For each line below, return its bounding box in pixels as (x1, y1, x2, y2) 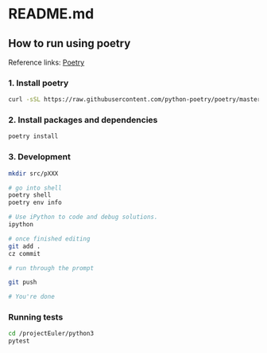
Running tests (8, 312, 64, 323)
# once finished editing (8, 234, 91, 243)
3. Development (8, 151, 72, 163)
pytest (8, 337, 30, 345)
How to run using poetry (8, 37, 131, 50)
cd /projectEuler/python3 (8, 330, 94, 338)
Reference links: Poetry (8, 57, 85, 67)
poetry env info (8, 198, 62, 207)
